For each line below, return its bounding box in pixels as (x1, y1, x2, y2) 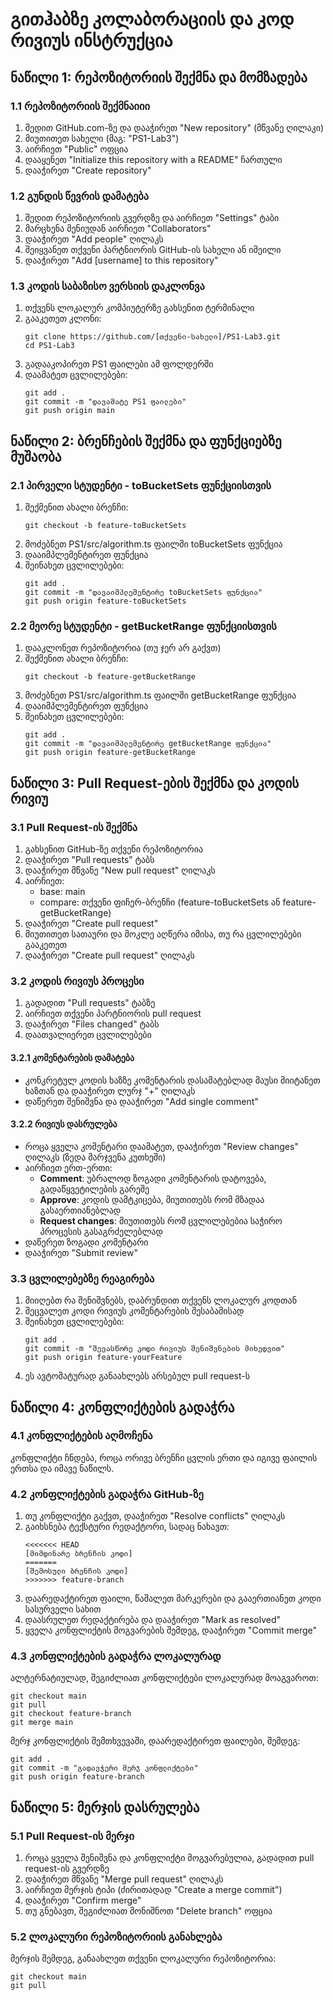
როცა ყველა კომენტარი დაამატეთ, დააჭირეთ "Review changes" (24, 1140, 299, 1152)
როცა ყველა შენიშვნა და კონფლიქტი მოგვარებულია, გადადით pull (24, 1852, 315, 1864)
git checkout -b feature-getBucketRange (24, 672, 196, 682)
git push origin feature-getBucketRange (24, 748, 196, 758)
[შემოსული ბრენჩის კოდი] (24, 1566, 129, 1577)
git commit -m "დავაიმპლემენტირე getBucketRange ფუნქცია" (24, 739, 272, 749)
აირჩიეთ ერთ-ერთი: (24, 1161, 113, 1173)
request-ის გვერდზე (24, 1863, 110, 1875)
